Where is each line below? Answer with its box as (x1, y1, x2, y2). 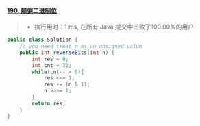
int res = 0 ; (32, 55, 69, 62)
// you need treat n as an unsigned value (19, 43, 142, 50)
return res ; (32, 100, 66, 107)
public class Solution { (7, 36, 78, 44)
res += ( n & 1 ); (43, 81, 90, 88)
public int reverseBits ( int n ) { (19, 49, 115, 56)
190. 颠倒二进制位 (7, 6, 57, 14)
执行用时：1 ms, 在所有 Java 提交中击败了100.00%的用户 (34, 23, 195, 31)
